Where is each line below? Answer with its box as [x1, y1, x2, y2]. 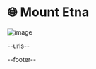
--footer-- [7, 55, 37, 63]
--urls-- [7, 42, 30, 50]
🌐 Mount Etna [7, 4, 90, 20]
